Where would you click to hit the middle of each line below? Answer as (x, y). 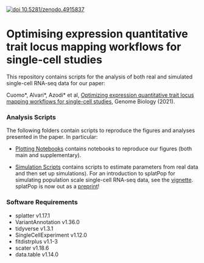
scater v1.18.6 (32, 248)
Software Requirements (42, 202)
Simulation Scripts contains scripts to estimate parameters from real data (107, 167)
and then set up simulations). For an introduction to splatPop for (95, 174)
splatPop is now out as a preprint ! (57, 186)
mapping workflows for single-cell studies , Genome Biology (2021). (91, 101)
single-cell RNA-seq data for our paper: (56, 83)
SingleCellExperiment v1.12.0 (51, 235)
